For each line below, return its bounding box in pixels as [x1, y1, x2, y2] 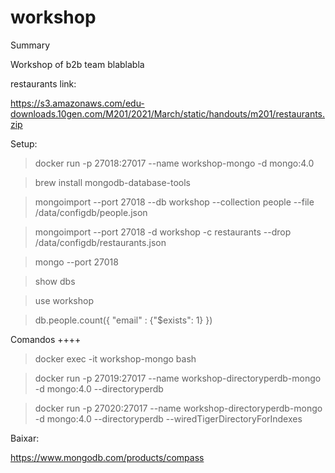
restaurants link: [10, 77, 77, 90]
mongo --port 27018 [34, 256, 119, 268]
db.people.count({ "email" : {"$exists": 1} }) [34, 314, 213, 326]
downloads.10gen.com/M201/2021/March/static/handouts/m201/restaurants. [10, 107, 326, 120]
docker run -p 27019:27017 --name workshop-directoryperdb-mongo [34, 372, 322, 384]
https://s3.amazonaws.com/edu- [10, 97, 145, 109]
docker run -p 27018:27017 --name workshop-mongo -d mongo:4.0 [34, 157, 315, 169]
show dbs [34, 275, 76, 287]
